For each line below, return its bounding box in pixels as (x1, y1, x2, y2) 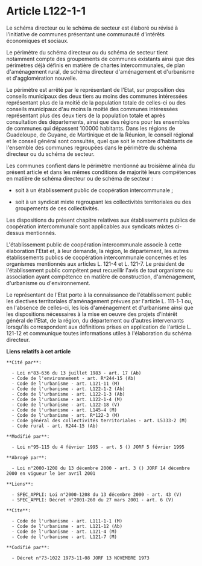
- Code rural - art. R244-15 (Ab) (11, 423, 98, 429)
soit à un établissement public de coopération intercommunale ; (14, 186, 174, 194)
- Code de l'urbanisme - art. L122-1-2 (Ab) (11, 385, 125, 392)
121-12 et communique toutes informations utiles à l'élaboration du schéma (6, 329, 192, 336)
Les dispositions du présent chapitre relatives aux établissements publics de (6, 216, 196, 224)
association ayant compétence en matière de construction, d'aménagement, (6, 273, 196, 280)
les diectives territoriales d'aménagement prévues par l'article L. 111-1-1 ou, (6, 297, 193, 304)
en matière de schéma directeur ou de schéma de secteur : (6, 175, 154, 182)
